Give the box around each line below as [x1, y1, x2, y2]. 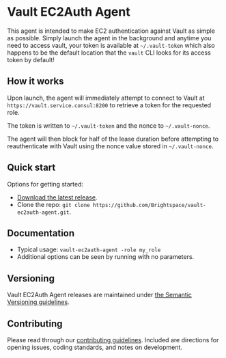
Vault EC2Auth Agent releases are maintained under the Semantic [7, 291, 193, 299]
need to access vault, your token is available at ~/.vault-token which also [7, 41, 215, 49]
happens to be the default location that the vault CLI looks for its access [7, 49, 212, 57]
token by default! [7, 55, 55, 64]
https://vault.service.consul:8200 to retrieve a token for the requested [7, 100, 212, 109]
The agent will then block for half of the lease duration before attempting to [7, 135, 219, 143]
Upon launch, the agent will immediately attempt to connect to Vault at [7, 94, 205, 102]
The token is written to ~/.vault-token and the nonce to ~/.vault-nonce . [7, 121, 210, 130]
